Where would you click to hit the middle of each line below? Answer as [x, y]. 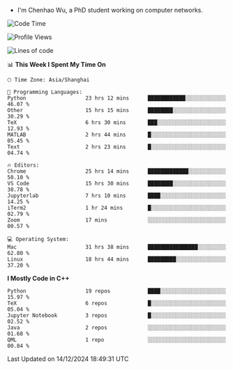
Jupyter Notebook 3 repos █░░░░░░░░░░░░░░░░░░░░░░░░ [117, 316]
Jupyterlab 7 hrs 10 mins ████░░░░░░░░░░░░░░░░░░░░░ [117, 196]
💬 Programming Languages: [45, 92]
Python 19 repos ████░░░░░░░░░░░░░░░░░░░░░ [117, 291]
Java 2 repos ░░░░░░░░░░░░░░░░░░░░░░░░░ [117, 327]
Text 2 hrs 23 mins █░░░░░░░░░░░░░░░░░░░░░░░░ [117, 147]
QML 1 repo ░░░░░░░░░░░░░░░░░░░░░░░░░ [117, 340]
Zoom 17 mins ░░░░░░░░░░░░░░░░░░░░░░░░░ [117, 220]
